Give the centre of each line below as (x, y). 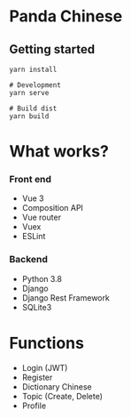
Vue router (42, 217)
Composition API (53, 208)
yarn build (29, 117)
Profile (34, 406)
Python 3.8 (42, 278)
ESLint (34, 237)
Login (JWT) (45, 367)
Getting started (52, 49)
